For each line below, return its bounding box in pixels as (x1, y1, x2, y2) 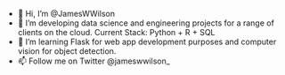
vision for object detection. (17, 46, 117, 56)
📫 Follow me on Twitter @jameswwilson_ (17, 56, 171, 66)
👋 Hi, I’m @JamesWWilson (17, 9, 116, 19)
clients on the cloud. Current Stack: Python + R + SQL (17, 27, 216, 37)
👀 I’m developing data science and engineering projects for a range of (17, 18, 274, 28)
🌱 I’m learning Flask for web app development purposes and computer (17, 36, 277, 47)
